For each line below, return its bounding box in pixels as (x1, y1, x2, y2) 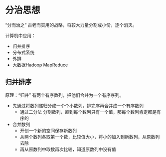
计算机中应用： (5, 32, 36, 38)
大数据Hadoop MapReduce (12, 62, 68, 68)
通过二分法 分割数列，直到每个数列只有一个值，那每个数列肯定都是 (19, 109, 157, 115)
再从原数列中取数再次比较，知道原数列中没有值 (19, 146, 116, 152)
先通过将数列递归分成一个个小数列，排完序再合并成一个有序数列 (12, 103, 144, 109)
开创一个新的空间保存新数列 (19, 128, 77, 134)
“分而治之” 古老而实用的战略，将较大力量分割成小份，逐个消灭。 (5, 22, 137, 28)
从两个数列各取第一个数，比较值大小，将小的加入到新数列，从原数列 (19, 134, 160, 140)
